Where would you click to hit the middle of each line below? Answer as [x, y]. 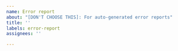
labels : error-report [33, 28]
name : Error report [31, 12]
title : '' [19, 23]
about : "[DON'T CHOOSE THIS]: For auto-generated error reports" [89, 17]
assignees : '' [24, 34]
